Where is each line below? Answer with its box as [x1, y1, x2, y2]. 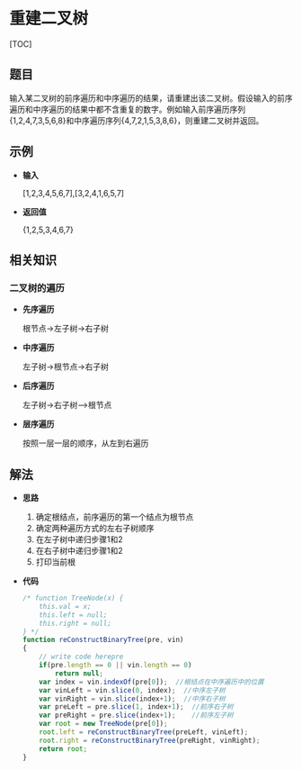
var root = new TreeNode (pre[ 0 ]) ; [39, 720, 168, 729]
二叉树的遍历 [9, 281, 66, 294]
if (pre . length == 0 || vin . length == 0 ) [39, 661, 192, 670]
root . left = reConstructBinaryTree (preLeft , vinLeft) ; [39, 728, 249, 737]
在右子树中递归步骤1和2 [35, 546, 123, 557]
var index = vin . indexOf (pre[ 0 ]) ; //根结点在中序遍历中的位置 [39, 677, 264, 686]
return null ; [55, 668, 104, 678]
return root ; [39, 744, 88, 753]
